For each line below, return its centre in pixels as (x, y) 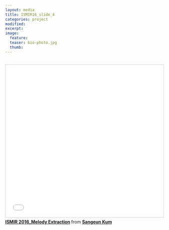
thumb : (17, 47)
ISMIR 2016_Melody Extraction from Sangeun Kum (59, 221)
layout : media (20, 10)
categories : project (27, 19)
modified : (16, 24)
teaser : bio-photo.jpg (33, 43)
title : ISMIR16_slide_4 (30, 15)
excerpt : (14, 29)
